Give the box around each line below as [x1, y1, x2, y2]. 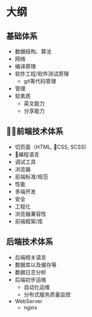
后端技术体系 [6, 237, 53, 247]
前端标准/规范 [14, 173, 49, 180]
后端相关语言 [14, 253, 46, 260]
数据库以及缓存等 [14, 261, 57, 268]
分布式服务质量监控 [23, 291, 71, 298]
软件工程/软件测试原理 [14, 70, 69, 77]
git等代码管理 [23, 78, 56, 84]
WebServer [14, 297, 43, 305]
